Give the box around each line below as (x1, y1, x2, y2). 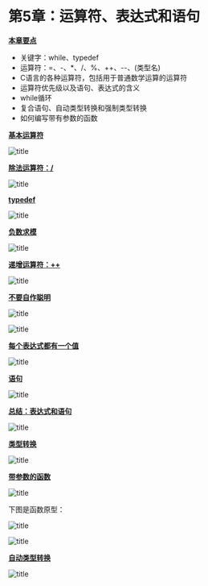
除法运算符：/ (8, 163, 54, 172)
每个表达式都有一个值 (8, 340, 79, 351)
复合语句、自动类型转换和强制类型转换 (19, 102, 147, 113)
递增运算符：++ (8, 260, 61, 269)
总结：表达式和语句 (8, 406, 72, 416)
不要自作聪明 (8, 292, 51, 302)
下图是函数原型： (8, 505, 65, 514)
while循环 (19, 93, 52, 102)
